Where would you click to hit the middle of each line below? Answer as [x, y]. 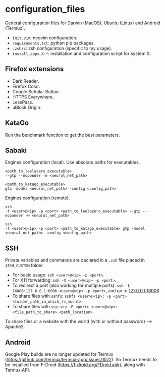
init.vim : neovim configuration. [45, 38]
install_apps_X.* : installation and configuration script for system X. [82, 54]
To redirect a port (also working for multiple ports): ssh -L [71, 285]
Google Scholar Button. [36, 91]
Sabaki [16, 150]
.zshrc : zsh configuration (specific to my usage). [62, 48]
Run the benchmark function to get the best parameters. [63, 135]
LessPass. [23, 102]
